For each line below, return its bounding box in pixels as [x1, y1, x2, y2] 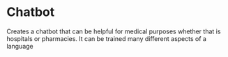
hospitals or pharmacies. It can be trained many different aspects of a [6, 34, 207, 42]
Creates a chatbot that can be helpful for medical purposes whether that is [6, 27, 221, 35]
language [6, 42, 33, 50]
